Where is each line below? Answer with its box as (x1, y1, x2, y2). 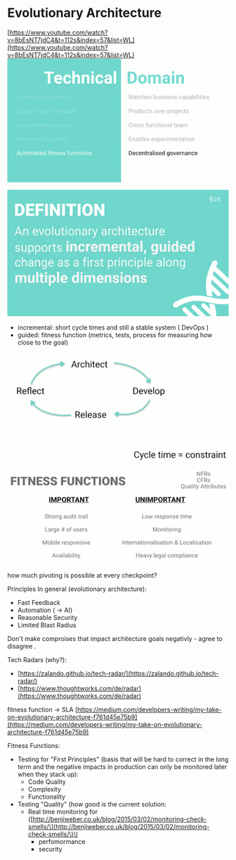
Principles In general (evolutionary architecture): (7, 585, 147, 593)
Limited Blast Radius (17, 621, 77, 630)
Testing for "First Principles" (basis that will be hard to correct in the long (17, 755, 229, 764)
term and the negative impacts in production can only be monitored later (17, 763, 228, 771)
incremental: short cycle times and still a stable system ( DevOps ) (17, 323, 209, 332)
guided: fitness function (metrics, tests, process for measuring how (17, 331, 213, 339)
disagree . (7, 642, 37, 651)
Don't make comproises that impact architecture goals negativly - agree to (7, 635, 223, 643)
